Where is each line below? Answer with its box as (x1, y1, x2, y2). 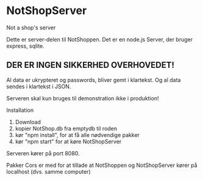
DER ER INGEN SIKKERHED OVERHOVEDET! (6, 60, 175, 70)
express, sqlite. (6, 42, 45, 50)
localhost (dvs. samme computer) (6, 168, 91, 175)
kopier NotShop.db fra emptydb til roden (15, 125, 118, 132)
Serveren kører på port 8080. (6, 149, 80, 157)
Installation (6, 106, 34, 114)
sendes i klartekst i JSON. (6, 83, 71, 90)
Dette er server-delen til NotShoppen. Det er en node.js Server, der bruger (6, 35, 193, 43)
